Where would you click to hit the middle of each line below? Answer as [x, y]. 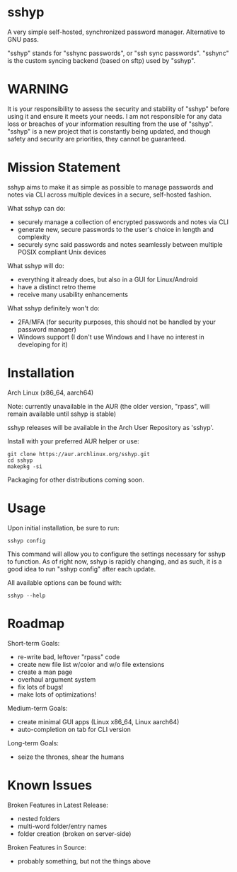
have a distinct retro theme [57, 286]
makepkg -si [25, 466]
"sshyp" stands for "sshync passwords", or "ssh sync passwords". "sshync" [118, 53]
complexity [34, 237]
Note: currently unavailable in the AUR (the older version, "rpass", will [109, 406]
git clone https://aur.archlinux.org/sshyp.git [79, 454]
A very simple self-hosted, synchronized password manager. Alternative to [116, 32]
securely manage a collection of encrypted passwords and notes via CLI [123, 222]
